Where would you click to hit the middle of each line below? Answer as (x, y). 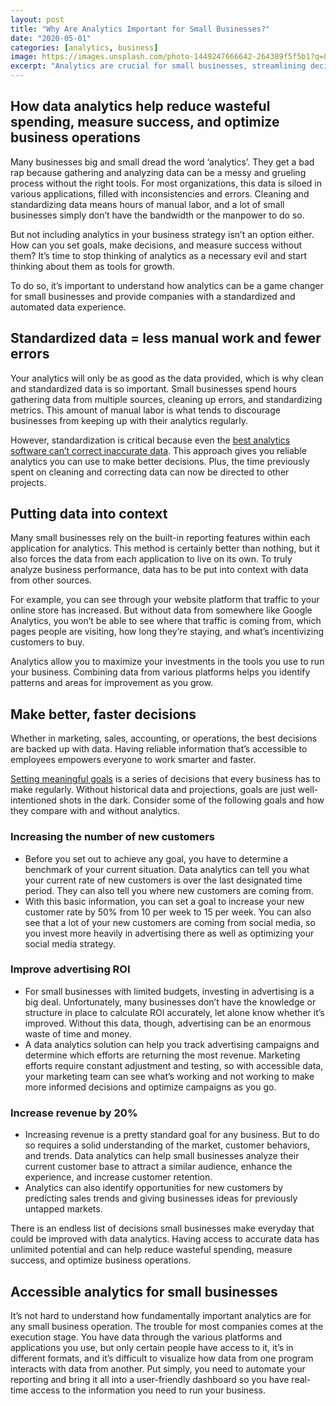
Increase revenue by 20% (74, 1113)
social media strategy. (70, 943)
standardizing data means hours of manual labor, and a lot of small (147, 204)
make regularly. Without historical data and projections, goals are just (153, 790)
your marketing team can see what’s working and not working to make (169, 1076)
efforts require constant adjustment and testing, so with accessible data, (174, 1065)
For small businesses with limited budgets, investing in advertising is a (169, 991)
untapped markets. (63, 1209)
